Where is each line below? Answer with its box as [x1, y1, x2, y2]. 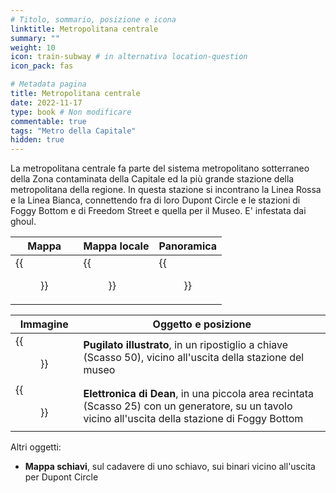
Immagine [19, 317, 69, 331]
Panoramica [158, 239, 218, 253]
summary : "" [10, 33, 60, 43]
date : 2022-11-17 [10, 97, 83, 108]
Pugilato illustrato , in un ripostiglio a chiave [83, 338, 289, 352]
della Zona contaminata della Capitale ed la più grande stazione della [10, 173, 295, 185]
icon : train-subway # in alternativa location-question [10, 52, 248, 62]
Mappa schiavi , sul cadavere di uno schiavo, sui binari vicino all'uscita [24, 461, 316, 473]
